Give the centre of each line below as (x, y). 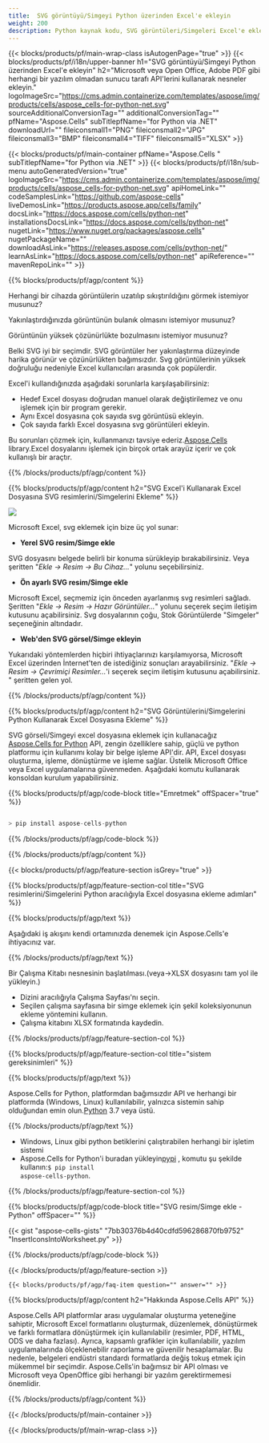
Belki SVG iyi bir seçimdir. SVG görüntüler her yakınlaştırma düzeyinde (124, 351)
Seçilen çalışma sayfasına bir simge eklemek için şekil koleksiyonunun (136, 1006)
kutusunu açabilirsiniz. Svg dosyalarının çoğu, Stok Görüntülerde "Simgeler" (134, 615)
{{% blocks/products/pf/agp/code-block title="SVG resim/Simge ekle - (125, 1207)
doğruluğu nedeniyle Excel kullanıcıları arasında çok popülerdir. (112, 368)
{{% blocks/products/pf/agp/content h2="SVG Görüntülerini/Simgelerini (127, 711)
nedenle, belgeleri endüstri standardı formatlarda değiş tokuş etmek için (127, 1358)
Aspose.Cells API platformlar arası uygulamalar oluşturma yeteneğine (122, 1316)
